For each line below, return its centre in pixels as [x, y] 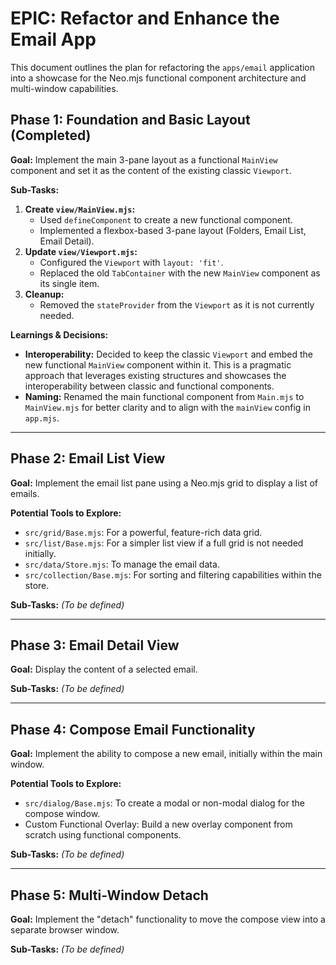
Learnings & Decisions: [59, 334]
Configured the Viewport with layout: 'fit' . [131, 262]
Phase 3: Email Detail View [95, 645]
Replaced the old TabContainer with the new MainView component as [180, 273]
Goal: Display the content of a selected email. [104, 669]
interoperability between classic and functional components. [149, 386]
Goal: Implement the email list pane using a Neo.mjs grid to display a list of [164, 483]
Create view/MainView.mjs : [80, 209]
